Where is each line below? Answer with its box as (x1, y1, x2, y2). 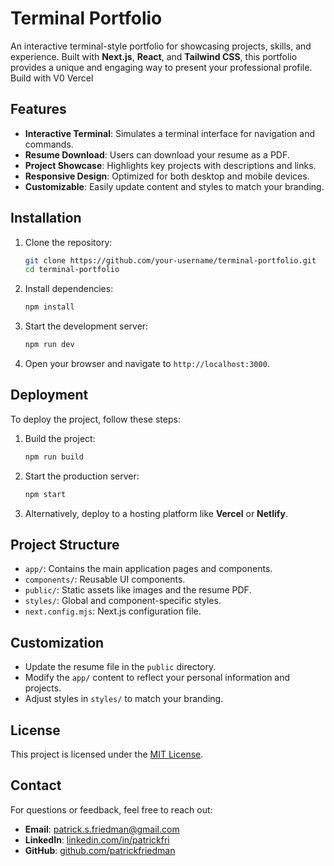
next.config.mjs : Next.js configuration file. (24, 605, 202, 617)
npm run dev (24, 340, 75, 350)
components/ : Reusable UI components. (24, 573, 186, 586)
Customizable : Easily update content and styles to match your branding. (24, 180, 325, 192)
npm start (24, 489, 67, 499)
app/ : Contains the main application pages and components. (24, 563, 273, 575)
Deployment (10, 387, 89, 404)
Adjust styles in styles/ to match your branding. (24, 693, 224, 705)
